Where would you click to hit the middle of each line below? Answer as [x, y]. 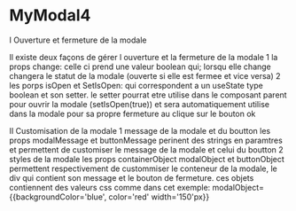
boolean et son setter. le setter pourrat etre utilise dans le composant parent [148, 95]
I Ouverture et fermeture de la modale [78, 40]
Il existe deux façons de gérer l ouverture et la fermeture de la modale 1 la [144, 57]
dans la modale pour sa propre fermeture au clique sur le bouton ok [132, 113]
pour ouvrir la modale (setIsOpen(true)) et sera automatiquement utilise [140, 104]
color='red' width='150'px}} [159, 197]
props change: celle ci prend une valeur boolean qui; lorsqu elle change [140, 66]
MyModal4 [50, 16]
